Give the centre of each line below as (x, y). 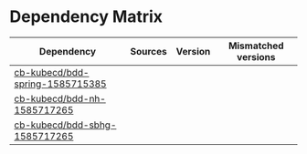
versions (256, 56)
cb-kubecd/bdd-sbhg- (65, 125)
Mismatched (256, 46)
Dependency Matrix (86, 17)
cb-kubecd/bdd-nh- (60, 98)
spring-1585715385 (60, 84)
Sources (148, 51)
